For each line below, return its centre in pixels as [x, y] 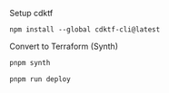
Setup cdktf [31, 13]
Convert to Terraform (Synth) [64, 46]
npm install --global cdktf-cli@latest [85, 30]
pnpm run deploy [40, 79]
